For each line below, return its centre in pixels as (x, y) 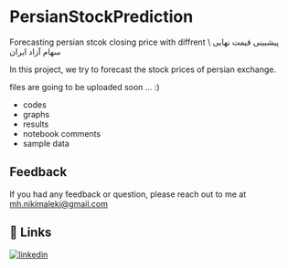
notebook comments (62, 133)
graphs (36, 114)
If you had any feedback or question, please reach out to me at (128, 194)
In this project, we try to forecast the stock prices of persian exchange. (143, 69)
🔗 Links (31, 233)
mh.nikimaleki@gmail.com (59, 203)
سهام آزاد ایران (35, 51)
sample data (46, 143)
